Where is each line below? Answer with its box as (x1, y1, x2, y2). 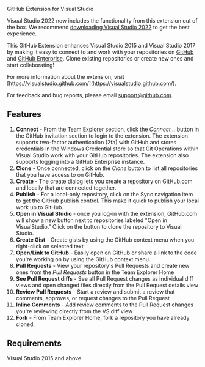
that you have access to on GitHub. (15, 171, 104, 178)
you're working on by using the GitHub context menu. (15, 255, 151, 262)
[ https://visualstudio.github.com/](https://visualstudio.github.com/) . (7, 80, 176, 87)
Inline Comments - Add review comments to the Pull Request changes (15, 301, 194, 308)
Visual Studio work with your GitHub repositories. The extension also (15, 151, 189, 158)
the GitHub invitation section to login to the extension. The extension (15, 132, 189, 139)
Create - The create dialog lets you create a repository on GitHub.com (15, 177, 193, 185)
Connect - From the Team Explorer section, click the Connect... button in (15, 125, 200, 133)
